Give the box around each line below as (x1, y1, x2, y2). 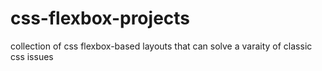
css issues (10, 50, 54, 62)
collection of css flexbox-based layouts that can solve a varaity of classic (10, 40, 313, 52)
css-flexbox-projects (10, 7, 191, 30)
